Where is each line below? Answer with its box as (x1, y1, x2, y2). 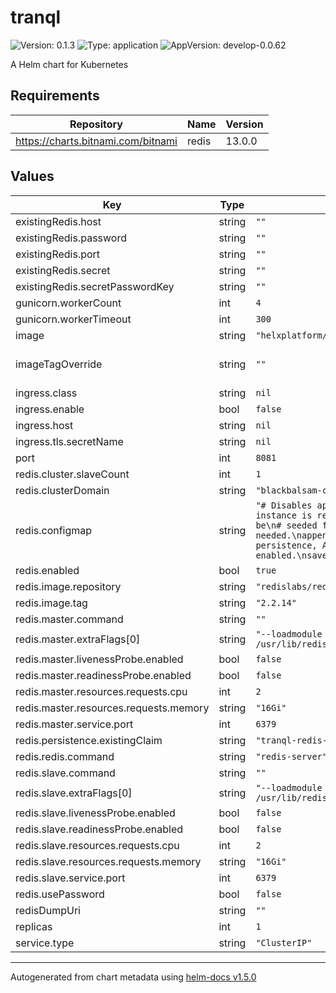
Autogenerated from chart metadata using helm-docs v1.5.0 (10, 971, 257, 983)
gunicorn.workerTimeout (15, 312, 132, 326)
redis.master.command (15, 612, 124, 626)
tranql (10, 6, 62, 29)
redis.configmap (15, 523, 93, 537)
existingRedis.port (15, 247, 101, 261)
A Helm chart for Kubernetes (10, 58, 129, 70)
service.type (15, 936, 75, 950)
